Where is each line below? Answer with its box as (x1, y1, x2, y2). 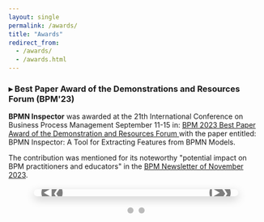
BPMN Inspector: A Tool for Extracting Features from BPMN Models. (8, 137, 236, 147)
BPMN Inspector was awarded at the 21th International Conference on (8, 111, 244, 121)
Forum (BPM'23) (8, 93, 75, 104)
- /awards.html (15, 56, 67, 64)
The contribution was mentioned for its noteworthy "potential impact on (8, 153, 247, 163)
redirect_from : (8, 39, 60, 47)
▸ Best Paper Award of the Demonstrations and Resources (8, 83, 241, 94)
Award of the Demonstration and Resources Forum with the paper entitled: (8, 129, 257, 139)
